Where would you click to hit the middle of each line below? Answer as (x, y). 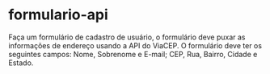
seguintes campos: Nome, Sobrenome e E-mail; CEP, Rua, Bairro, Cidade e (133, 54)
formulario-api (59, 15)
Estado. (21, 63)
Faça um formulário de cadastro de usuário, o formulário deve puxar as (127, 37)
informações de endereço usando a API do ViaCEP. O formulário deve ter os (135, 45)
